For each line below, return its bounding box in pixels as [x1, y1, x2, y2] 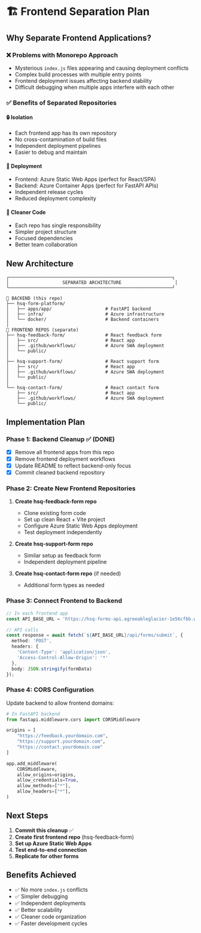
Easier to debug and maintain [14, 148, 87, 156]
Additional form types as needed [23, 582, 105, 589]
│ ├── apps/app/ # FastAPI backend [6, 306, 151, 312]
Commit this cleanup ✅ [14, 827, 74, 834]
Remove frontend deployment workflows [14, 455, 115, 463]
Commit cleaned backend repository [14, 469, 105, 476]
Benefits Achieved [6, 870, 77, 880]
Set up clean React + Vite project [23, 516, 106, 523]
